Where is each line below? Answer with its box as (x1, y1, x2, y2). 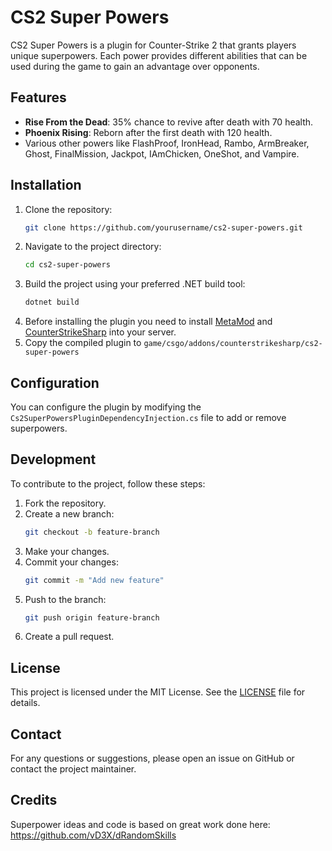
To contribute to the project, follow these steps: (10, 477, 206, 490)
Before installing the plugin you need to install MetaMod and (24, 316, 273, 328)
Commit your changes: (24, 556, 119, 568)
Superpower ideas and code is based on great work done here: (10, 818, 271, 830)
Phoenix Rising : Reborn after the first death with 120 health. (24, 126, 273, 138)
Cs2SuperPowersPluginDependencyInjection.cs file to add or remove (10, 412, 287, 423)
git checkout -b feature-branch (24, 527, 160, 537)
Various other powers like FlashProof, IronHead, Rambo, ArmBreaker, (24, 137, 310, 149)
